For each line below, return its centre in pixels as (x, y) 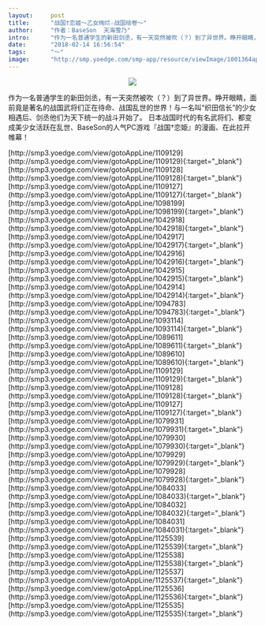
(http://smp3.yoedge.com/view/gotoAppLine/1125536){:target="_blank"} (126, 597)
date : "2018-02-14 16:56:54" (67, 45)
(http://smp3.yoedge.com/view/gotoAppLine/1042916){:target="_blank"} (126, 262)
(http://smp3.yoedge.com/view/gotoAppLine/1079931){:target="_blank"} (126, 429)
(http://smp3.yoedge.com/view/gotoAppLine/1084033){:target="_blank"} (127, 496)
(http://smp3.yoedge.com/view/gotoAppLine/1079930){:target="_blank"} (127, 445)
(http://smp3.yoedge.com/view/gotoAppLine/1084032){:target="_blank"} (127, 512)
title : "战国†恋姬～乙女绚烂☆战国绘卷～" (78, 23)
